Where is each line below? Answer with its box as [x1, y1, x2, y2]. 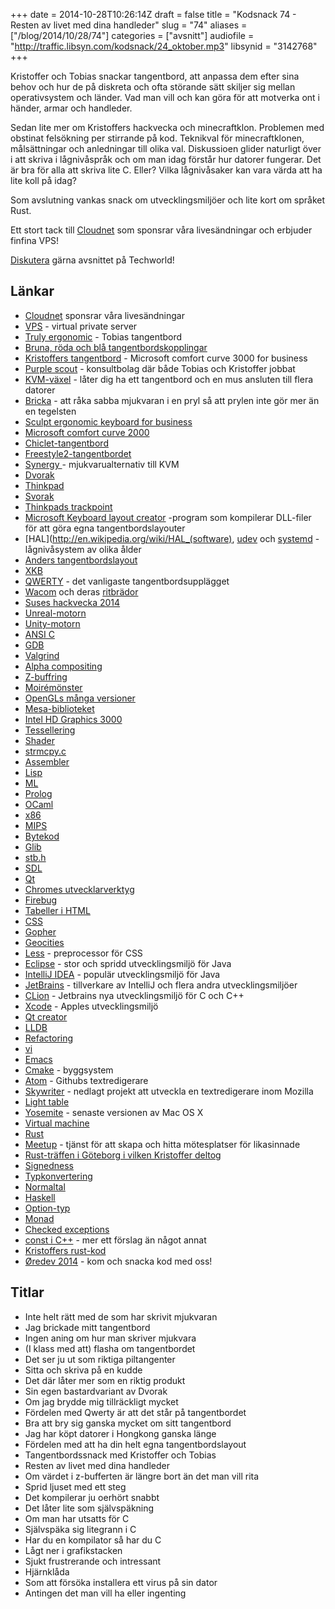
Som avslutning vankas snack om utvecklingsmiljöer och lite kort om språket [10, 194, 326, 206]
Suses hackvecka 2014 [24, 596, 121, 608]
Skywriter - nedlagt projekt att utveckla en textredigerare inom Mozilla [24, 1085, 314, 1097]
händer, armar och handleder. [10, 102, 133, 114]
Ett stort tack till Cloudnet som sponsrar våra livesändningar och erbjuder [10, 224, 313, 236]
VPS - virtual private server [24, 320, 138, 332]
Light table [24, 1095, 70, 1108]
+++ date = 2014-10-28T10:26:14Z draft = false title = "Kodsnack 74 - [10, 9, 297, 20]
